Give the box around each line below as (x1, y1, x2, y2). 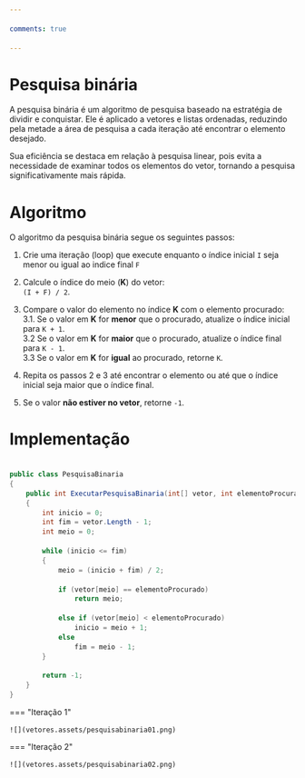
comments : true (9, 24, 67, 34)
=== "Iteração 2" (9, 742, 74, 753)
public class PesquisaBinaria (9, 470, 124, 479)
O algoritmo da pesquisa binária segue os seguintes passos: (9, 232, 235, 243)
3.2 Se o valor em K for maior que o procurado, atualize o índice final (22, 333, 282, 344)
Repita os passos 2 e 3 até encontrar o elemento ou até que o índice (22, 370, 279, 381)
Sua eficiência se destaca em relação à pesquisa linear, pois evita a (9, 151, 262, 162)
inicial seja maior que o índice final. (22, 380, 154, 391)
